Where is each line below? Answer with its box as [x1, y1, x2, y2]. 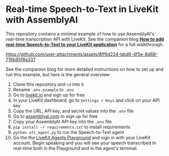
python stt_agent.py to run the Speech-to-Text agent [13, 129, 124, 135]
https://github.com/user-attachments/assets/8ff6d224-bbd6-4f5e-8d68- [6, 51, 158, 57]
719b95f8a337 [6, 56, 36, 62]
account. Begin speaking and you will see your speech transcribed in [13, 139, 156, 146]
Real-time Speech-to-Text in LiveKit [6, 4, 159, 15]
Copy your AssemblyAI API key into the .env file [13, 118, 112, 124]
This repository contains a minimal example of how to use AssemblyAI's [6, 31, 155, 37]
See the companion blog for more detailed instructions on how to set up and [6, 66, 164, 72]
